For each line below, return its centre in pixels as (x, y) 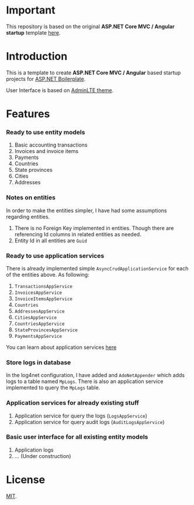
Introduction (37, 57)
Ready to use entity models (46, 132)
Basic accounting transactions (51, 145)
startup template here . (33, 32)
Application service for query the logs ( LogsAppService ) (81, 416)
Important (31, 10)
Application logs (34, 450)
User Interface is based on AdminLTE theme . (60, 90)
